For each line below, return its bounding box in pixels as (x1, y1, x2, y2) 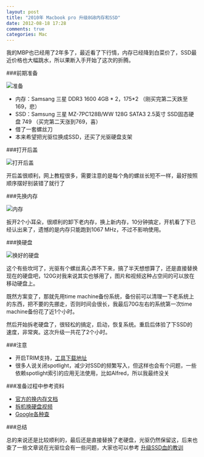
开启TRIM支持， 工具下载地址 (15, 354, 87, 362)
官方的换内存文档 (15, 396, 58, 403)
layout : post (6, 9, 39, 15)
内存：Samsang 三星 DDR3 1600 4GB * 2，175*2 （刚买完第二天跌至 (15, 95, 188, 103)
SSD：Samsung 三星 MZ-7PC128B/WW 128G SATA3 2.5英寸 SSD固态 (15, 111, 189, 118)
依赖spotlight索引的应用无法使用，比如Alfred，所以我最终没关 (15, 369, 169, 377)
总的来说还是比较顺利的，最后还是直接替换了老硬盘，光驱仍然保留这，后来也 (6, 436, 198, 444)
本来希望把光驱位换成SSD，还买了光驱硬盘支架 (15, 133, 132, 140)
